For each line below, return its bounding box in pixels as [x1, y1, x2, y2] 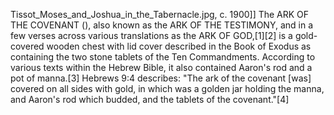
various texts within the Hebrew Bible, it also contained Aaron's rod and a [10, 62, 313, 73]
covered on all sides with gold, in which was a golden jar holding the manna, [10, 83, 325, 94]
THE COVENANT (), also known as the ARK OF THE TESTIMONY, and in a [10, 19, 314, 31]
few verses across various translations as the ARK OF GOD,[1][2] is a [10, 30, 293, 41]
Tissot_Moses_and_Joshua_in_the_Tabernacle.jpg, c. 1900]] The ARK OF [10, 9, 310, 20]
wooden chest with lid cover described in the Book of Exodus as [46, 40, 312, 52]
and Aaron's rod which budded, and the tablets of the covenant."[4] [10, 94, 290, 105]
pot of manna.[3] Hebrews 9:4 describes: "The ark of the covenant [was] [10, 72, 312, 84]
